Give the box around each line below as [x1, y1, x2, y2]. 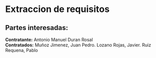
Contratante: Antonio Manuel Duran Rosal [5, 36, 93, 42]
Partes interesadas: [5, 23, 68, 32]
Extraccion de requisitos [5, 3, 110, 15]
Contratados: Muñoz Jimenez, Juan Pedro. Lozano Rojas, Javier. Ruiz [5, 42, 151, 48]
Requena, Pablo [5, 47, 38, 53]
